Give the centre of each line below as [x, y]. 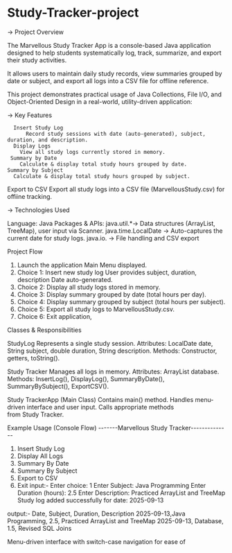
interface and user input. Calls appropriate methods [100, 407]
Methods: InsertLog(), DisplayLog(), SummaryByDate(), [86, 378]
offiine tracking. [30, 196]
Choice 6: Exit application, [54, 316]
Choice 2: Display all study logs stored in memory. [89, 287]
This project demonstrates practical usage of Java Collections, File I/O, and [115, 94]
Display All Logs [40, 456]
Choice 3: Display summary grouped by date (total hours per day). [111, 294]
